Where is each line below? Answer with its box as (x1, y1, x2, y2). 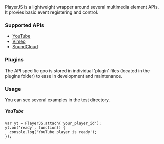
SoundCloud (12, 44, 38, 50)
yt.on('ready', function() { (5, 125, 66, 130)
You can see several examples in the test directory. (5, 97, 110, 103)
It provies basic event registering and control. (5, 9, 99, 15)
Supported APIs (5, 22, 44, 29)
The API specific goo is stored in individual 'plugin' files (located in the (5, 67, 150, 74)
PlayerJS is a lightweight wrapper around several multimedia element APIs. (5, 4, 159, 10)
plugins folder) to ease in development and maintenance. (5, 73, 122, 79)
